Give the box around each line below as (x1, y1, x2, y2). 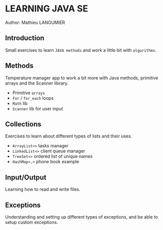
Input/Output (5, 173, 47, 182)
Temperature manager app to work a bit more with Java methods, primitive (5, 75, 159, 81)
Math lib (12, 100, 28, 106)
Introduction (5, 34, 45, 42)
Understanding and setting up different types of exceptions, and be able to (5, 214, 158, 220)
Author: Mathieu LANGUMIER (5, 19, 66, 25)
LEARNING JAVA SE (5, 3, 88, 14)
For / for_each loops (12, 95, 54, 101)
